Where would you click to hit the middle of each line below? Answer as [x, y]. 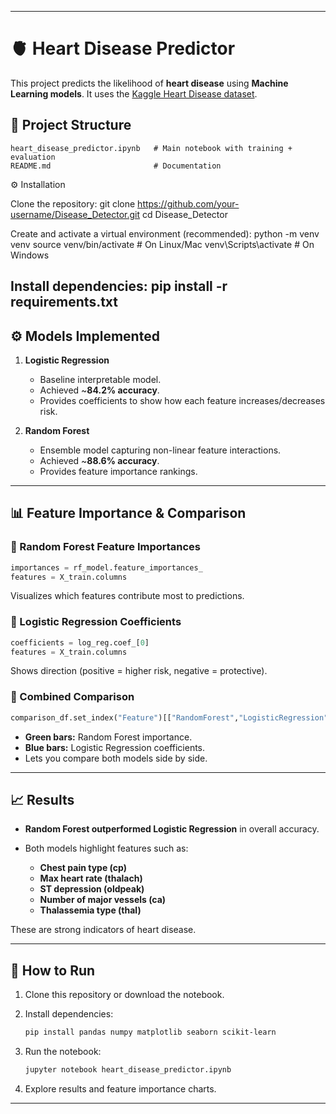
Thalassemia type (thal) [90, 910]
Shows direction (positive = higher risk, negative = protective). [139, 671]
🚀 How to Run [53, 970]
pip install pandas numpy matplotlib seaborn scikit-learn [150, 1032]
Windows [30, 255]
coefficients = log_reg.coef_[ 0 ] [80, 642]
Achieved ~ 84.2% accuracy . [99, 390]
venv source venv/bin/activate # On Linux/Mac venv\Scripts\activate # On [162, 244]
